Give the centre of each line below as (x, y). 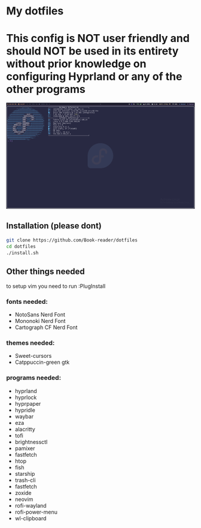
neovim (24, 499)
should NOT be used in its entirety (92, 51)
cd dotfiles (21, 247)
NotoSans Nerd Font (40, 314)
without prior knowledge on (76, 64)
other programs (46, 90)
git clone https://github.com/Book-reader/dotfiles (72, 240)
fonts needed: (27, 301)
